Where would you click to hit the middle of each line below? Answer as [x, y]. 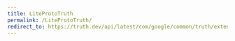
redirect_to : [26, 26]
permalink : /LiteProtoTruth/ [50, 20]
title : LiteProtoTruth [40, 14]
